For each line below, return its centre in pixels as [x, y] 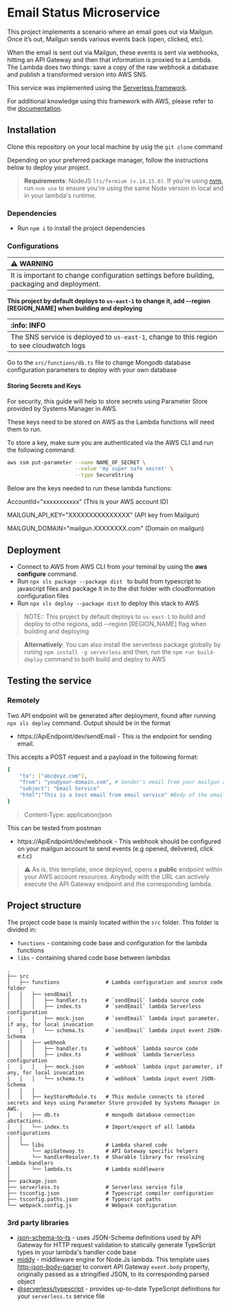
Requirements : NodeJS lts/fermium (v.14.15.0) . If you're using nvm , [123, 181]
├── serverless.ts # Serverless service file [95, 1187]
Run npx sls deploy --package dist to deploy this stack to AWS [108, 603]
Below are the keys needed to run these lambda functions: [90, 488]
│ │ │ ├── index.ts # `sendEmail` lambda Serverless [104, 1006]
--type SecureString [104, 475]
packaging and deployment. [56, 284]
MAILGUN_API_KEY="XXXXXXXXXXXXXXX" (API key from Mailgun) [103, 515]
